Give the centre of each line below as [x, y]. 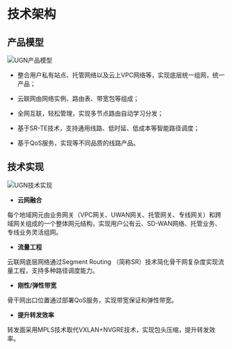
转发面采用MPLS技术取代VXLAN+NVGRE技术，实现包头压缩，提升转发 [108, 329]
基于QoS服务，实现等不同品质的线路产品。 [78, 143]
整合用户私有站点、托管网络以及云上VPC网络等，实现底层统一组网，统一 [121, 75]
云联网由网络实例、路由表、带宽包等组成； [78, 99]
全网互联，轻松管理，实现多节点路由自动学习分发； [90, 113]
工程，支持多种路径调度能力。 [56, 270]
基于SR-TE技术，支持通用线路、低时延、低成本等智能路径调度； [108, 128]
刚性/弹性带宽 [37, 285]
